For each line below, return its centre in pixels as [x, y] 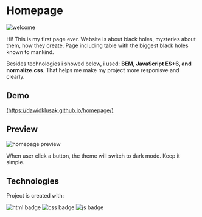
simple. [16, 162]
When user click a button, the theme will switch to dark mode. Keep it [93, 156]
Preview [22, 129]
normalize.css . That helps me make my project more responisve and [93, 70]
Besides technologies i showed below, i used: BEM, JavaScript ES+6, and [99, 64]
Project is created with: [35, 196]
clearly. [16, 76]
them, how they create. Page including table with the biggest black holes [97, 45]
